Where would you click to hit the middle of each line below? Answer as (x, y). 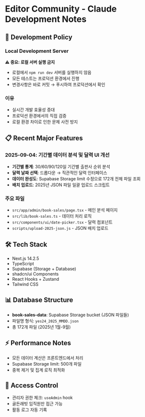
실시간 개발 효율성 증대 (33, 110)
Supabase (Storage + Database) (44, 269)
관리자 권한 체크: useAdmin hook (42, 398)
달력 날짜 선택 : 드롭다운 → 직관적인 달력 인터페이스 (59, 173)
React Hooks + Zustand (36, 279)
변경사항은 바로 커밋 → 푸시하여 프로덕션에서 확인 (58, 84)
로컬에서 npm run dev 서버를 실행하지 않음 (52, 72)
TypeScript (23, 263)
